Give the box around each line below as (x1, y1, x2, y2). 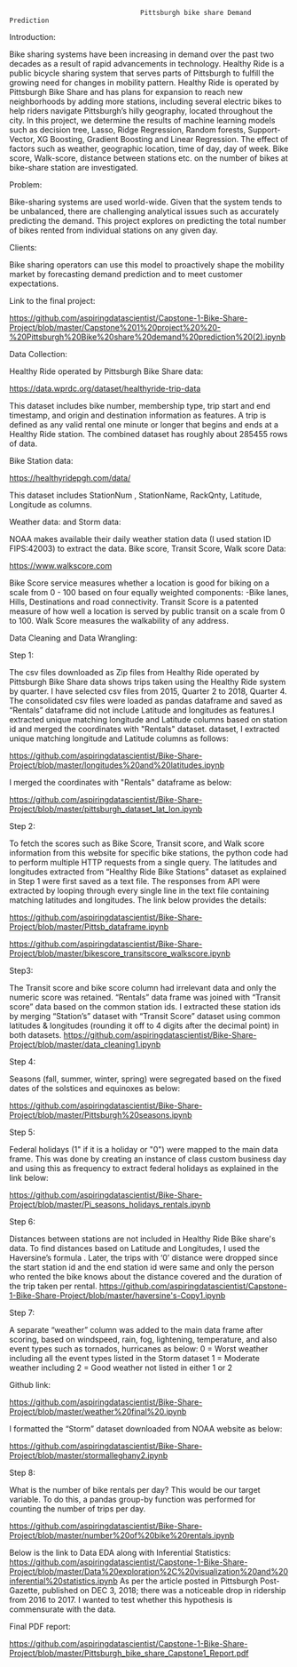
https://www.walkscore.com (9, 561, 113, 570)
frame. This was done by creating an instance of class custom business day (9, 1153, 286, 1164)
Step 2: (9, 821, 35, 831)
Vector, (9, 134, 35, 144)
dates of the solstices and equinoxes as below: (9, 1083, 181, 1093)
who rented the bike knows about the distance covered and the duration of (9, 1272, 283, 1281)
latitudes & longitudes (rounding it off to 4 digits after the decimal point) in (9, 1020, 279, 1031)
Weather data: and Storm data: (9, 516, 121, 527)
